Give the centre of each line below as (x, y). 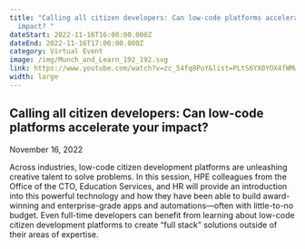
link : (20, 69)
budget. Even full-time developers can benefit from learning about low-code (152, 215)
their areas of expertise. (54, 234)
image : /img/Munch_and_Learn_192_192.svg (89, 60)
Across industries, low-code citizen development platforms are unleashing (148, 167)
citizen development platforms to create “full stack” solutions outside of (143, 225)
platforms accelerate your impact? (109, 128)
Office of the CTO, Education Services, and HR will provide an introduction (148, 186)
